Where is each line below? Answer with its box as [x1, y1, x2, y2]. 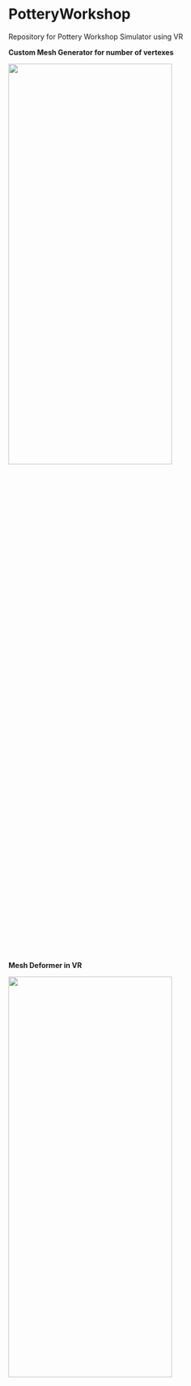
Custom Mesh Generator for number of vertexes [8, 47, 174, 57]
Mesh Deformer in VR [8, 960, 83, 970]
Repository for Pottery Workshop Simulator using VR [8, 32, 184, 41]
